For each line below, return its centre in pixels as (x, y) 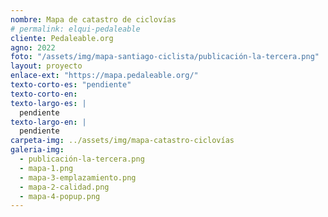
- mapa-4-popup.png (60, 196)
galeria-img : (37, 150)
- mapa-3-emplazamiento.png (78, 177)
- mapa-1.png (46, 168)
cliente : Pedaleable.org (62, 38)
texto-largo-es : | (48, 103)
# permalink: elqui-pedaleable (75, 29)
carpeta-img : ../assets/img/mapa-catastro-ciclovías (122, 141)
